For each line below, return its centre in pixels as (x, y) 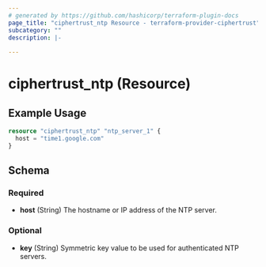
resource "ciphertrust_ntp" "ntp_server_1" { (84, 131)
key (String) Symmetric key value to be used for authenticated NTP (129, 248)
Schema (29, 171)
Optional (25, 231)
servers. (33, 256)
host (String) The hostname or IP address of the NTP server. (118, 210)
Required (26, 193)
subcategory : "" (35, 30)
